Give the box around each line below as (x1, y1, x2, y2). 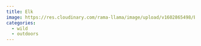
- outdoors (11, 31, 39, 37)
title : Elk (6, 8, 33, 15)
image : (6, 14, 23, 20)
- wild (11, 25, 28, 32)
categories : (6, 20, 36, 26)
